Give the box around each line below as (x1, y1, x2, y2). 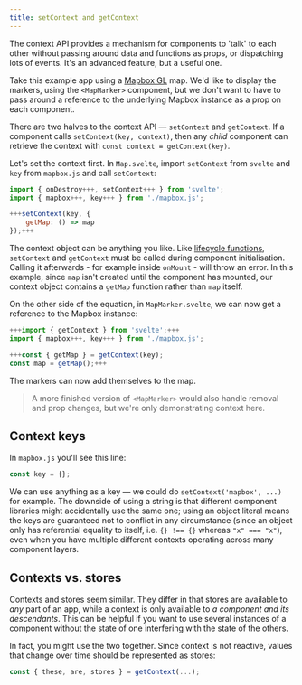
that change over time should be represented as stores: (9, 650, 216, 661)
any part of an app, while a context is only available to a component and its (9, 604, 289, 615)
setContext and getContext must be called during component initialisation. (9, 252, 286, 263)
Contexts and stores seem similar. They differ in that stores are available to (9, 594, 288, 605)
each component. (9, 103, 75, 114)
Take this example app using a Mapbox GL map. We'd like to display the (9, 74, 277, 86)
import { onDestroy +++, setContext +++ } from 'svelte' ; (9, 184, 224, 194)
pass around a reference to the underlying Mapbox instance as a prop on (9, 94, 282, 105)
